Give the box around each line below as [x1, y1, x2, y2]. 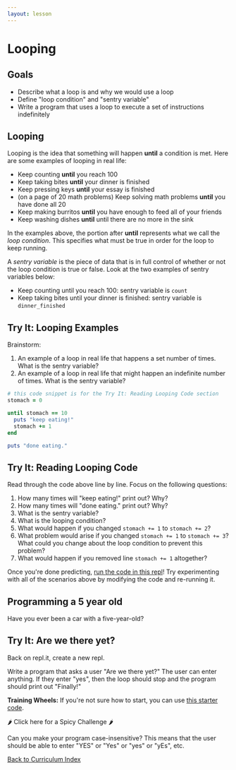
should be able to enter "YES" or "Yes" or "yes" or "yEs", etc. [7, 741, 185, 750]
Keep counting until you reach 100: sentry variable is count [17, 287, 188, 295]
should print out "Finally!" [7, 682, 82, 690]
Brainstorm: [7, 340, 41, 349]
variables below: [7, 272, 55, 281]
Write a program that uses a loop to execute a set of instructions [17, 102, 204, 111]
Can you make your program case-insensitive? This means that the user [7, 733, 216, 742]
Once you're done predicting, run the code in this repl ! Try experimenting [7, 567, 220, 576]
